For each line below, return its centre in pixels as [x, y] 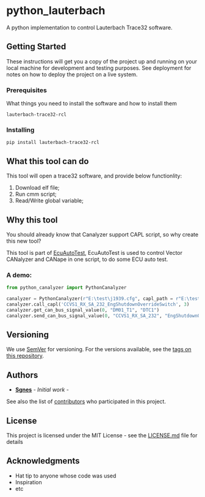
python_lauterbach [56, 11]
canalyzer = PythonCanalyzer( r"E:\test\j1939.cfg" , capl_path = [90, 299]
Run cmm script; [36, 194]
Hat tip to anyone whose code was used [66, 476]
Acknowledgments [43, 461]
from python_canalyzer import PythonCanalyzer [67, 288]
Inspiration [28, 482]
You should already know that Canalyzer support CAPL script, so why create [103, 234]
